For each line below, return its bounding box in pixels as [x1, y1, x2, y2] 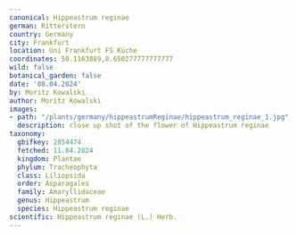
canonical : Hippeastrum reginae [9, 13, 129, 22]
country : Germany [9, 29, 74, 38]
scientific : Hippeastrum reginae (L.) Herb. [9, 212, 177, 222]
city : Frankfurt [9, 38, 70, 47]
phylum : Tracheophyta [17, 163, 98, 172]
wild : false [9, 63, 54, 72]
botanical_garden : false [9, 71, 102, 80]
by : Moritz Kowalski [9, 88, 87, 97]
